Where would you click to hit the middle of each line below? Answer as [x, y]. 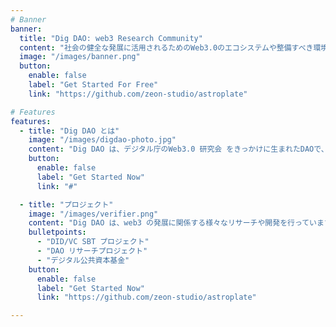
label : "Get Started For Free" [93, 85]
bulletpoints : [57, 232]
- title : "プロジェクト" [66, 204]
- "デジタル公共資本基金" [83, 260]
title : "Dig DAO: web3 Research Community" [111, 38]
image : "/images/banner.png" [80, 57]
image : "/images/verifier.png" [93, 214]
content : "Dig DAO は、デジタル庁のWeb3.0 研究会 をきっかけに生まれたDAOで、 [178, 149]
